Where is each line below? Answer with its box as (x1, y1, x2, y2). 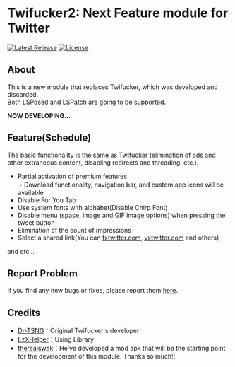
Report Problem (7, 267, 78, 279)
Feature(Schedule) (7, 132, 92, 144)
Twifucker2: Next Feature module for (7, 5, 229, 21)
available (17, 188, 44, 197)
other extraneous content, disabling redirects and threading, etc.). (7, 158, 199, 167)
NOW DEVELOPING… (7, 111, 71, 120)
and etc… (7, 247, 35, 255)
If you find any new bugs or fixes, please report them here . (7, 286, 179, 295)
